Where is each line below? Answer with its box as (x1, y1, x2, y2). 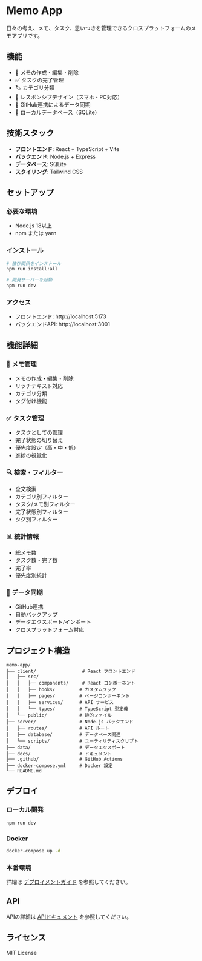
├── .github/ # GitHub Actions (6, 756, 123, 763)
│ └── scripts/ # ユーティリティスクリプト (6, 738, 138, 745)
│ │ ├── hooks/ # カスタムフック (6, 686, 117, 693)
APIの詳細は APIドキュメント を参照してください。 (6, 913, 132, 920)
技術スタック (6, 128, 54, 138)
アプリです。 (11, 32, 44, 39)
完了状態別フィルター (15, 507, 68, 515)
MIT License (6, 949, 37, 956)
